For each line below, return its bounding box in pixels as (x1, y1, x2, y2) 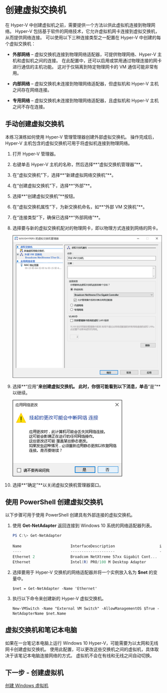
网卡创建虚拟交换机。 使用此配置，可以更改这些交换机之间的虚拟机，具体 (5, 646, 155, 652)
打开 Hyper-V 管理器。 (12, 151, 59, 157)
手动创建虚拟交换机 (5, 120, 64, 128)
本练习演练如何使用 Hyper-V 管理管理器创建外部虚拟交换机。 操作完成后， (5, 134, 157, 140)
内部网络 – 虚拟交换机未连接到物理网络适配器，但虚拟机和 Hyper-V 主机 (12, 80, 159, 86)
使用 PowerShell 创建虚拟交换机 (5, 498, 103, 506)
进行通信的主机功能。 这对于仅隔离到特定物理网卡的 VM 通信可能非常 (12, 63, 154, 70)
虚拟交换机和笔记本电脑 (5, 626, 77, 634)
